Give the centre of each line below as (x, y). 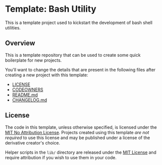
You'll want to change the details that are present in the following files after (80, 70)
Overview (20, 43)
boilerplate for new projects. (33, 60)
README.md (25, 94)
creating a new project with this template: (47, 75)
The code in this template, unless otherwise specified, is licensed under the (81, 127)
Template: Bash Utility (51, 9)
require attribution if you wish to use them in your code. (61, 157)
